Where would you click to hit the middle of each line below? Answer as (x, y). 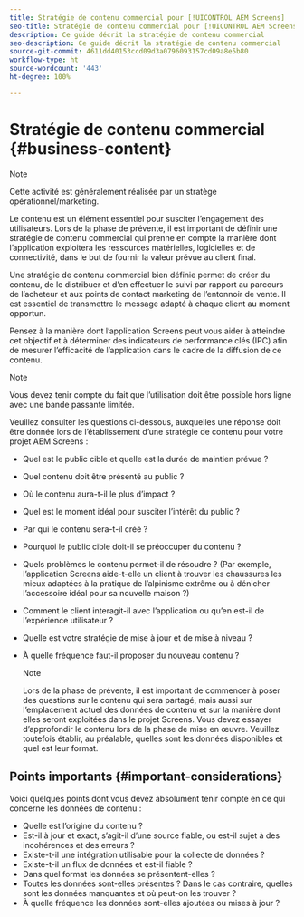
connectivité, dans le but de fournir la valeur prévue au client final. (133, 257)
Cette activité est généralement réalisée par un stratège (113, 191)
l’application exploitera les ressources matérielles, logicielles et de (133, 247)
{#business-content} (90, 148)
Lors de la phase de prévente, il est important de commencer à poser (151, 690)
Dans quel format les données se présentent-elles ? (119, 874)
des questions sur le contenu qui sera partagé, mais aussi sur (137, 700)
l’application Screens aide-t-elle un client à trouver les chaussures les (152, 574)
